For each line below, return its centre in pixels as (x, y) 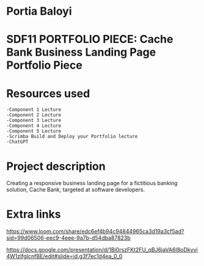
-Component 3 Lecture (34, 121)
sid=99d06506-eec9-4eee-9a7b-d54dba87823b (69, 238)
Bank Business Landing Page (81, 52)
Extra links (34, 214)
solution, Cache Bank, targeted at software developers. (76, 190)
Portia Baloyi (39, 11)
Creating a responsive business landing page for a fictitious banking (92, 183)
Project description (56, 166)
